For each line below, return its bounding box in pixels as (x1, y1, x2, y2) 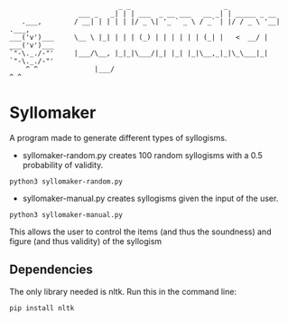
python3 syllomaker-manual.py (9, 210, 124, 219)
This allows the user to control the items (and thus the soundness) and (9, 226, 272, 237)
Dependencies (9, 262, 93, 278)
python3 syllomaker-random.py (9, 176, 124, 186)
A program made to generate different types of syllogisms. (9, 132, 228, 143)
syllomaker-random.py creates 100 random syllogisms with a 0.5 (22, 149, 264, 160)
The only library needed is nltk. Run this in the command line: (9, 286, 237, 297)
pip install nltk (9, 303, 75, 313)
